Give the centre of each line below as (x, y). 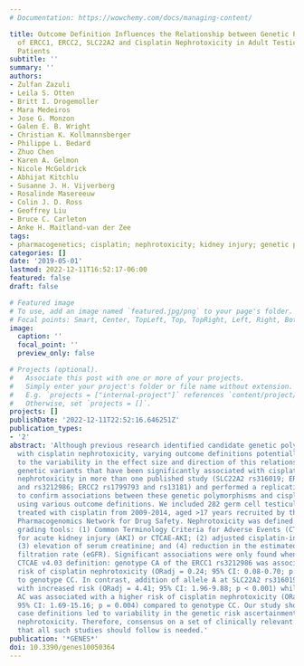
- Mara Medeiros (40, 109)
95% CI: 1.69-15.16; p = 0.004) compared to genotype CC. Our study (149, 605)
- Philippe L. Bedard (50, 144)
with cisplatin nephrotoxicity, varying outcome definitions (135, 453)
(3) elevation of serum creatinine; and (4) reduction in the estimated (157, 547)
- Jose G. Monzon (42, 119)
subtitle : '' (34, 60)
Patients (34, 51)
